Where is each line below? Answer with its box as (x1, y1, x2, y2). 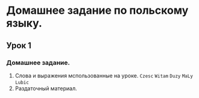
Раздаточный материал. (14, 85, 77, 92)
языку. (6, 16, 42, 30)
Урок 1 (6, 40, 32, 51)
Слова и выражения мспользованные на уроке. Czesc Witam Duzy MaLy (14, 72, 193, 79)
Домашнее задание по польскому (6, 4, 189, 17)
